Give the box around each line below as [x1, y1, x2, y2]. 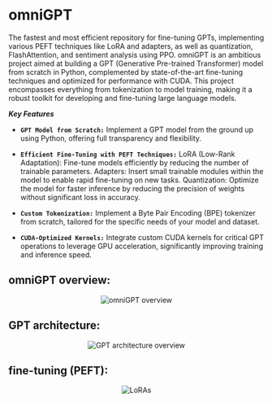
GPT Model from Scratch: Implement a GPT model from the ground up [19, 125, 254, 134]
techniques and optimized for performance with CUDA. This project [8, 76, 234, 85]
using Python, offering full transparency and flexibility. [19, 133, 201, 143]
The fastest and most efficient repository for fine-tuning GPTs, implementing [8, 33, 265, 42]
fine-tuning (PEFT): [8, 364, 109, 378]
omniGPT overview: [8, 273, 111, 287]
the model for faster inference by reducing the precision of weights [19, 183, 245, 193]
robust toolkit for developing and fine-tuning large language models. [8, 93, 237, 103]
